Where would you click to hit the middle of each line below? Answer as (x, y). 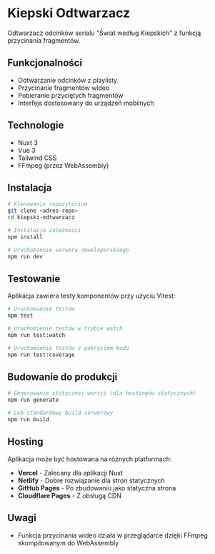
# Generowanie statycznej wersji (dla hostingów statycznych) (102, 393)
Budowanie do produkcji (62, 377)
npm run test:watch (36, 335)
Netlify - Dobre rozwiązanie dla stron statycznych (91, 480)
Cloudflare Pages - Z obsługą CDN (69, 495)
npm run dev (25, 256)
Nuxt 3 (27, 142)
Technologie (36, 125)
